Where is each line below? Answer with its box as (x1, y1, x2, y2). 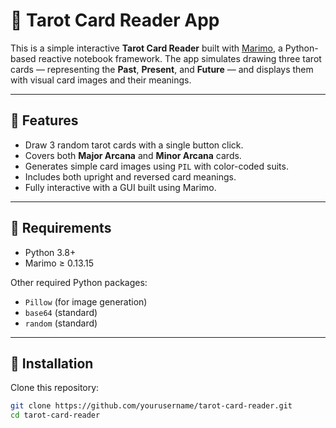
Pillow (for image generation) (24, 295, 148, 308)
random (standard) (24, 317, 98, 329)
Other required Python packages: (10, 276, 148, 288)
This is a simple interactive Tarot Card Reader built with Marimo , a (10, 42, 283, 54)
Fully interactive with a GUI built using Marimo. (24, 181, 217, 193)
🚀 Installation (10, 355, 94, 372)
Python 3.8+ (24, 246, 77, 258)
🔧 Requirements (10, 220, 112, 237)
